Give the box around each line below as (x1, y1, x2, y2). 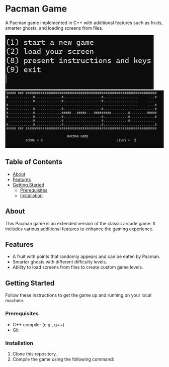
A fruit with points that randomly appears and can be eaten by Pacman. (12, 253, 160, 259)
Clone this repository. (12, 350, 57, 357)
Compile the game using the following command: (12, 356, 115, 362)
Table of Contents (5, 158, 63, 166)
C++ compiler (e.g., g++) (12, 321, 64, 327)
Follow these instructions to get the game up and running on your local (5, 292, 152, 298)
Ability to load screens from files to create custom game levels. (12, 264, 143, 270)
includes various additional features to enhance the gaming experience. (5, 226, 154, 232)
